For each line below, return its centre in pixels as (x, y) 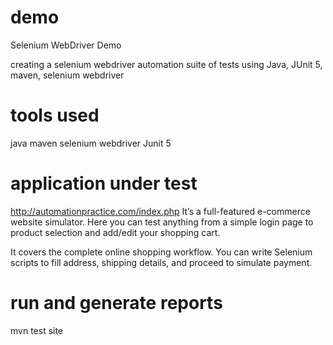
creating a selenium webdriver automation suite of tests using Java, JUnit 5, (166, 64)
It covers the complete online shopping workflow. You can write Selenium (161, 252)
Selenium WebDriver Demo (66, 45)
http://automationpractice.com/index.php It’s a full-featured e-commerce (160, 211)
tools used (55, 115)
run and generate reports (116, 303)
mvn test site (37, 330)
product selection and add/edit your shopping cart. (115, 232)
